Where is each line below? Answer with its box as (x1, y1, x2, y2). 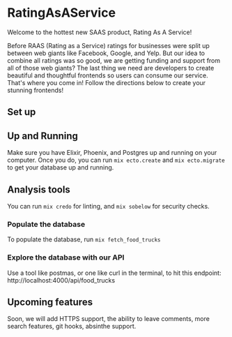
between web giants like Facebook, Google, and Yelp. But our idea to (7, 49, 206, 57)
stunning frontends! (7, 86, 64, 94)
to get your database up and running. (7, 163, 114, 172)
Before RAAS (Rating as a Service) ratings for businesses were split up (7, 41, 210, 50)
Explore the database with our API (7, 253, 125, 262)
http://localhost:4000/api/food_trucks (7, 276, 116, 284)
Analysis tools (7, 184, 71, 195)
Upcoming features (7, 296, 93, 308)
